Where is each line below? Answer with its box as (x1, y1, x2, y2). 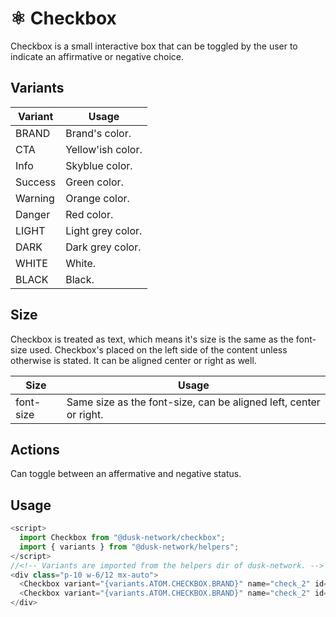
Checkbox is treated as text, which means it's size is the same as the (10, 333, 294, 345)
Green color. (65, 175, 124, 189)
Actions (10, 441, 60, 458)
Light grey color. (65, 223, 143, 237)
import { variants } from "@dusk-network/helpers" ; (19, 542, 240, 552)
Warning (15, 191, 55, 205)
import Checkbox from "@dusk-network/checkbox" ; (19, 533, 226, 543)
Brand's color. (65, 126, 132, 140)
